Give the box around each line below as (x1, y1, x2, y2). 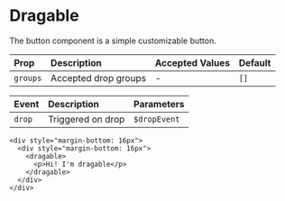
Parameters (133, 97, 185, 110)
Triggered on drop (48, 113, 125, 125)
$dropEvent (133, 114, 180, 124)
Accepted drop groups (51, 71, 147, 84)
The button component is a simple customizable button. (9, 35, 216, 46)
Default (238, 56, 271, 69)
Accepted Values (154, 56, 230, 69)
